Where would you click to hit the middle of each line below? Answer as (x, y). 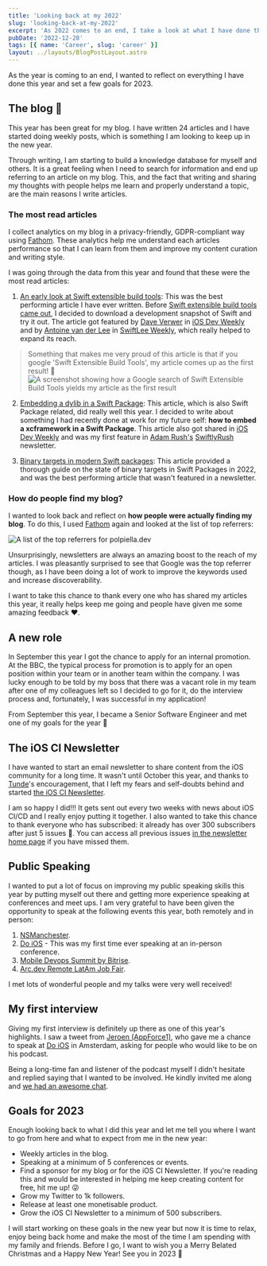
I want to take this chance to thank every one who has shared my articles (128, 596)
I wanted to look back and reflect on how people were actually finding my (130, 516)
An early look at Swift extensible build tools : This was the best (121, 297)
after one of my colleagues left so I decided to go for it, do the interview (126, 691)
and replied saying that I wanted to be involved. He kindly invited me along (130, 1078)
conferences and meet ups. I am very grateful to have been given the (121, 903)
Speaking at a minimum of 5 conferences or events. (104, 1163)
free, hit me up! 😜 (49, 1188)
